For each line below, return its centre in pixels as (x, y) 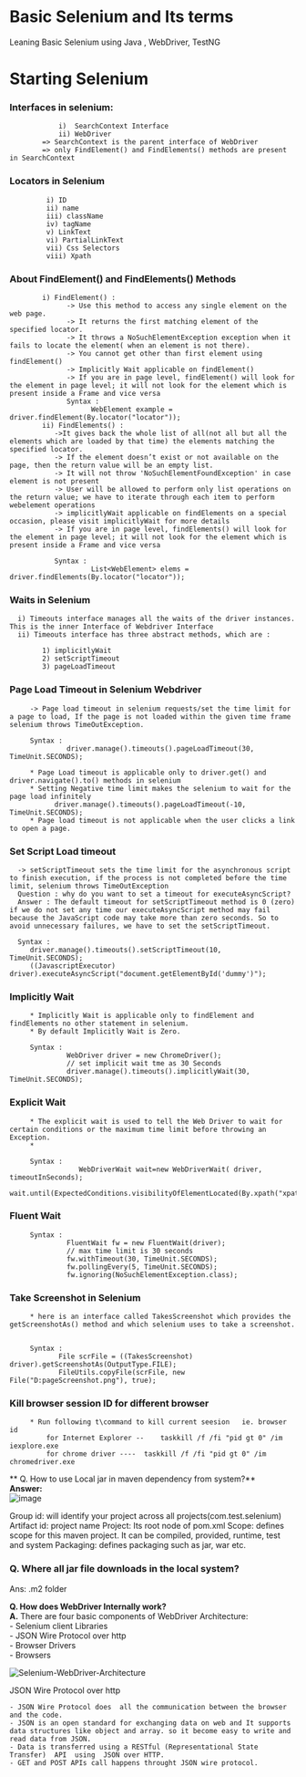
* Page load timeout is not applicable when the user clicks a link (163, 820)
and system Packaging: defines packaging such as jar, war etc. (128, 1545)
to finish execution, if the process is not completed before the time (148, 878)
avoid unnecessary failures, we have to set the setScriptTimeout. (140, 926)
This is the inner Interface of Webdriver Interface (112, 627)
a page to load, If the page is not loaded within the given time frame (150, 717)
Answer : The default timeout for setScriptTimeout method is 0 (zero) (157, 902)
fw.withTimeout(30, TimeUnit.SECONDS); (143, 1259)
